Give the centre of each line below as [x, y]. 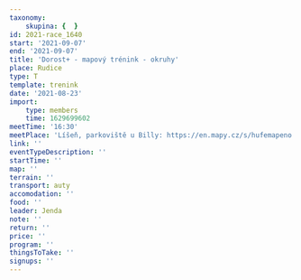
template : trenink [44, 85]
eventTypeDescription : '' [58, 152]
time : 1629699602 [58, 118]
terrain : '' [32, 177]
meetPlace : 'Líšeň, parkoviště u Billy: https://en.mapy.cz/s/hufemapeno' [153, 135]
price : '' [28, 236]
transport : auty [40, 186]
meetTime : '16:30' [44, 127]
